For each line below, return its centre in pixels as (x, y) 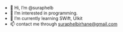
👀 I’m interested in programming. (44, 13)
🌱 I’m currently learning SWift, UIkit (46, 18)
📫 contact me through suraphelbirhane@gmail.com (64, 24)
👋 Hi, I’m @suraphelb (32, 8)
